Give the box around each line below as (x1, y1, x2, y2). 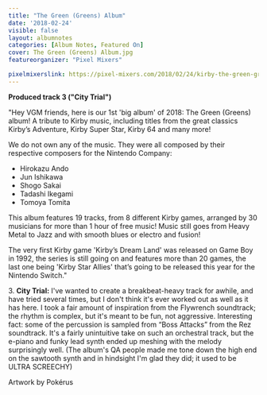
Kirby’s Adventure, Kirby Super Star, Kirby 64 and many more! (8, 124, 211, 134)
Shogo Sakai (19, 180, 62, 190)
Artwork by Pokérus (8, 377, 74, 386)
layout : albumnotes (8, 33, 73, 42)
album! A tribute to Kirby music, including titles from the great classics (8, 116, 238, 126)
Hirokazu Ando (19, 164, 69, 173)
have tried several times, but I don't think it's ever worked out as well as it (8, 294, 249, 304)
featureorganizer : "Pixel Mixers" (8, 56, 123, 64)
